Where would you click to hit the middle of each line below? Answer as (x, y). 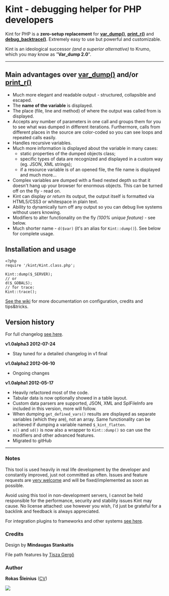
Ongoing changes (31, 373)
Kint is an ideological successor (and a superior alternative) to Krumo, (78, 49)
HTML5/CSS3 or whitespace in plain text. (55, 202)
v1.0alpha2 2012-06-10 (30, 363)
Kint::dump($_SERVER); (29, 274)
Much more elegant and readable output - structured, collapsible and (84, 94)
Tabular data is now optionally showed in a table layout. (70, 398)
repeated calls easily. (34, 137)
